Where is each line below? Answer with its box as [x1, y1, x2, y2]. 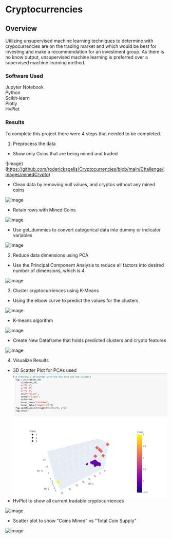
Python [5, 89, 21, 96]
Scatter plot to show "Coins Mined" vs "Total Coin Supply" [12, 517, 137, 524]
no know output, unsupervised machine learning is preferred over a [5, 54, 148, 60]
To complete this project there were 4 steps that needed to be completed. [5, 130, 162, 137]
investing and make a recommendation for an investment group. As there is [5, 49, 164, 55]
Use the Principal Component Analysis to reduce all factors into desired [12, 262, 164, 268]
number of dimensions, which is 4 [12, 267, 85, 274]
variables [12, 232, 32, 238]
